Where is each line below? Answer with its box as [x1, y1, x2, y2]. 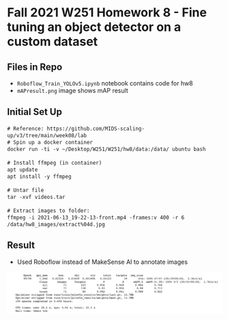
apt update [7, 166, 38, 173]
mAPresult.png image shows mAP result [16, 87, 128, 94]
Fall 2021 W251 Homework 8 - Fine [7, 5, 207, 21]
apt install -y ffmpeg [7, 173, 72, 180]
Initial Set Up [7, 106, 63, 118]
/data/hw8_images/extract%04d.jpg [7, 221, 106, 228]
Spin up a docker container [13, 139, 94, 146]
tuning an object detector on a [7, 19, 182, 35]
